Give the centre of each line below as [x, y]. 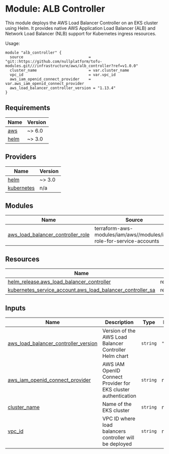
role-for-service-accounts [127, 241]
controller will [118, 438]
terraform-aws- [114, 229]
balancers [114, 431]
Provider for [116, 383]
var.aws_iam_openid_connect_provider [45, 83]
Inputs [16, 308]
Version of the [119, 331]
